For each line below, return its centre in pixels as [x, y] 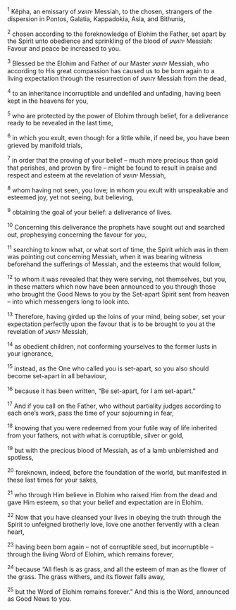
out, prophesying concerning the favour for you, [77, 235]
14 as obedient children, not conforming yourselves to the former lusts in [112, 346]
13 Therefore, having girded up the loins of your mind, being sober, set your [116, 316]
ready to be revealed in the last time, [60, 123]
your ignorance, [30, 354]
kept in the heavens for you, [48, 101]
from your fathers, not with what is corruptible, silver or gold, [96, 435]
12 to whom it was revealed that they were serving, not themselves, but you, [117, 279]
